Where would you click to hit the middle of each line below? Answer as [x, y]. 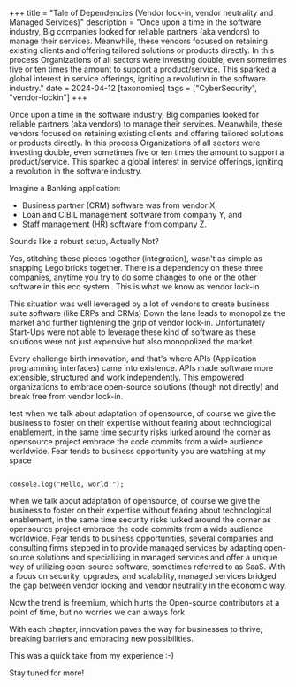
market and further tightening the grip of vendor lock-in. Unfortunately [137, 323]
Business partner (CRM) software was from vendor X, [120, 205]
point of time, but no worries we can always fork [97, 612]
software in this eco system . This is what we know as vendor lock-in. [136, 286]
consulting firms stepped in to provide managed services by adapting [136, 548]
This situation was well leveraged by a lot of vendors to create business [139, 304]
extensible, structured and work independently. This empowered [127, 377]
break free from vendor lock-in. [66, 396]
